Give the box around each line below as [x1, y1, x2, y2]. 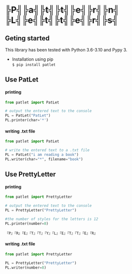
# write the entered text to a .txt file [5, 148, 90, 153]
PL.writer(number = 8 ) [5, 265, 47, 270]
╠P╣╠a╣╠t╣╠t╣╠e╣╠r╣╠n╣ [5, 4, 120, 16]
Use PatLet [5, 75, 39, 84]
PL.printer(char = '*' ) [5, 118, 49, 123]
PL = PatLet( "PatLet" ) [5, 113, 51, 118]
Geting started [5, 34, 50, 42]
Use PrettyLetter [5, 170, 56, 179]
